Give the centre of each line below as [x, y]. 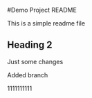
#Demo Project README [42, 10]
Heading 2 [30, 45]
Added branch [28, 75]
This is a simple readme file [46, 23]
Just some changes [35, 61]
